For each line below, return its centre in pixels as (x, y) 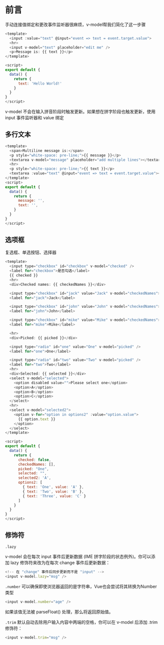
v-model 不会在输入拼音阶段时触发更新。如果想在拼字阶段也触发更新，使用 (80, 112)
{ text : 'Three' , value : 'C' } (54, 496)
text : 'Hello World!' (40, 84)
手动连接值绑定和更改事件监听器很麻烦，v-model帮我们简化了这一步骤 (75, 24)
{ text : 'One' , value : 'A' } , (53, 487)
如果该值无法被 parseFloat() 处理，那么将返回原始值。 (59, 612)
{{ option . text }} (37, 419)
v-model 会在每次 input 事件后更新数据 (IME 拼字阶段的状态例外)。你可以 (78, 556)
